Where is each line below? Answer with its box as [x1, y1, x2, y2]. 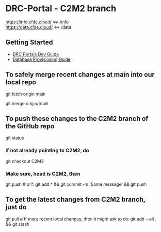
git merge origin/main [5, 100, 48, 106]
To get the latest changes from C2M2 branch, [5, 196, 145, 204]
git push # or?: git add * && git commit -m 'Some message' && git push [5, 181, 147, 187]
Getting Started [5, 38, 53, 47]
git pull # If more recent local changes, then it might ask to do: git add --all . [5, 216, 157, 222]
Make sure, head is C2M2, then [5, 170, 80, 177]
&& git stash [5, 221, 30, 227]
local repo [5, 78, 36, 87]
